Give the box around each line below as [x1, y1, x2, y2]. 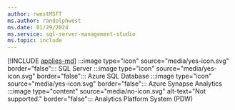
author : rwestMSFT [7, 10, 62, 18]
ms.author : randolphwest [7, 17, 81, 24]
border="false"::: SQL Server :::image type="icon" [7, 64, 155, 73]
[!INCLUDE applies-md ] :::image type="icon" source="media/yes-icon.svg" [7, 56, 230, 65]
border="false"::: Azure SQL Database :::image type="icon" [36, 72, 212, 81]
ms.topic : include [7, 37, 62, 44]
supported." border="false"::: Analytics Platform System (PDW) [7, 94, 194, 104]
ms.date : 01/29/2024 [7, 24, 69, 31]
